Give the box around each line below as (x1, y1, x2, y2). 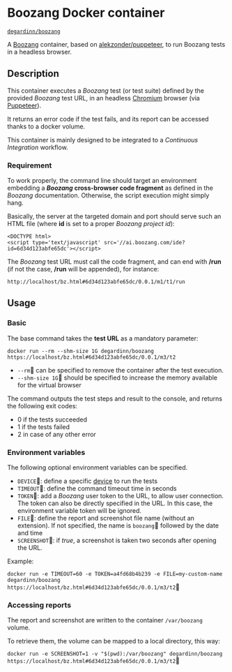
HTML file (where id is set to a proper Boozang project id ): (7, 220, 175, 228)
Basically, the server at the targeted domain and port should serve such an (7, 212, 222, 221)
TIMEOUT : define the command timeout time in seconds (17, 484, 177, 493)
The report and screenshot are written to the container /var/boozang (7, 616, 203, 625)
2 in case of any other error (17, 430, 96, 438)
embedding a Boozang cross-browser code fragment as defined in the (7, 184, 214, 193)
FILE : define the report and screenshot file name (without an (17, 514, 195, 523)
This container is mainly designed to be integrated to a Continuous (7, 135, 199, 144)
